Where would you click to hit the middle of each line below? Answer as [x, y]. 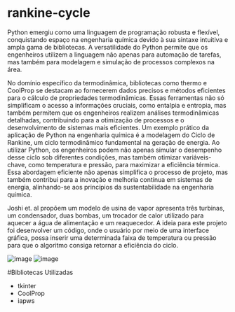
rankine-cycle [49, 13]
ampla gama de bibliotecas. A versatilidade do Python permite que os [108, 47]
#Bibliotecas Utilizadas [40, 272]
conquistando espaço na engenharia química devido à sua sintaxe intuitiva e [118, 39]
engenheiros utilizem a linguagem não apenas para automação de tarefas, [114, 55]
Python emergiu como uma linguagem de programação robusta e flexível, [114, 32]
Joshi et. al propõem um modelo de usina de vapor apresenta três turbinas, [116, 208]
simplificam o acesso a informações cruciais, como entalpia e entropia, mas [117, 105]
